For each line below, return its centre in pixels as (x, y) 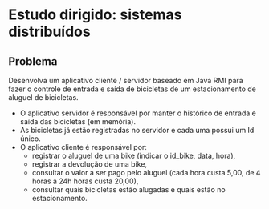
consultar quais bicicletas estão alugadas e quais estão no (129, 189)
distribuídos (49, 32)
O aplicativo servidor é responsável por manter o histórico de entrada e (138, 113)
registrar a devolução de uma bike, (89, 164)
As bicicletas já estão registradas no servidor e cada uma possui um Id (137, 130)
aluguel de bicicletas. (43, 97)
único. (31, 139)
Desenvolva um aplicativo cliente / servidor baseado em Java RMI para (126, 80)
